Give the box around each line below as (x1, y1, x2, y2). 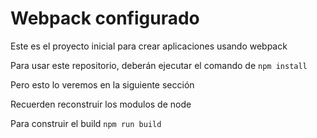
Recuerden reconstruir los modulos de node (10, 98, 192, 110)
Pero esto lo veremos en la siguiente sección (10, 78, 195, 91)
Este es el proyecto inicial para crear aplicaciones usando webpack (10, 40, 288, 52)
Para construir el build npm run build (10, 117, 162, 129)
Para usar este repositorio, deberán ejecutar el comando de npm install (10, 59, 308, 71)
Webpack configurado (10, 7, 200, 30)
